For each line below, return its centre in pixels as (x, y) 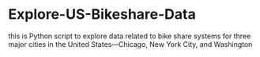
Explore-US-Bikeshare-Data (102, 14)
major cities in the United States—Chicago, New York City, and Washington (130, 44)
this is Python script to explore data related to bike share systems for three (130, 36)
